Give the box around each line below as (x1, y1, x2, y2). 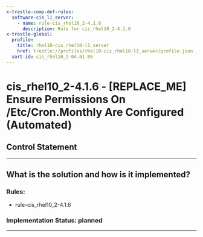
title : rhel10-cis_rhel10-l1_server (17, 43, 110, 49)
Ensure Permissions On (6, 92, 126, 106)
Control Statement (6, 142, 77, 153)
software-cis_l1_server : (11, 14, 74, 21)
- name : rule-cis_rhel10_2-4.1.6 (17, 20, 101, 26)
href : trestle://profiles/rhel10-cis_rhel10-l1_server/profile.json (17, 48, 193, 54)
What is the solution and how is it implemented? (6, 169, 190, 180)
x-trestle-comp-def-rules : (6, 8, 74, 15)
